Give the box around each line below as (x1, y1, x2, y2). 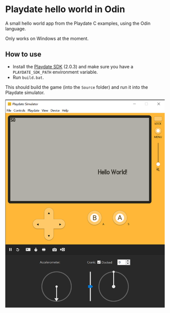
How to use (5, 50, 41, 59)
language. (5, 25, 26, 31)
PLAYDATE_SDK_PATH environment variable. (12, 69, 98, 75)
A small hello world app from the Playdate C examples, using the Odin (5, 20, 151, 26)
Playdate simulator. (5, 90, 45, 96)
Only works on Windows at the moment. (5, 35, 89, 41)
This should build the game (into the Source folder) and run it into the (5, 84, 148, 90)
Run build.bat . (12, 74, 44, 80)
